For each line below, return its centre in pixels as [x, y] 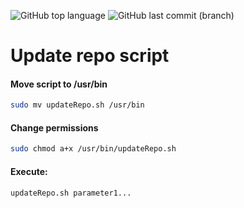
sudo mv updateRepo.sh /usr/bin [77, 105]
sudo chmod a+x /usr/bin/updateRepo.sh [93, 149]
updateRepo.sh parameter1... [71, 193]
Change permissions [54, 127]
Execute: [29, 171]
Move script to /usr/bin [59, 84]
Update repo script [90, 56]
